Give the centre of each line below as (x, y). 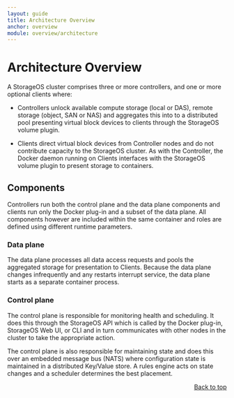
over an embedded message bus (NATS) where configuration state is (107, 358)
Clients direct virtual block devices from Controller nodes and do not (116, 144)
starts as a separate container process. (63, 282)
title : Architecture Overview (51, 20)
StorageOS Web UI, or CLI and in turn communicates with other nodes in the (117, 330)
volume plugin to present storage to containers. (85, 166)
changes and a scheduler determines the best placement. (90, 373)
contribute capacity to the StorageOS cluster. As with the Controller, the (120, 151)
